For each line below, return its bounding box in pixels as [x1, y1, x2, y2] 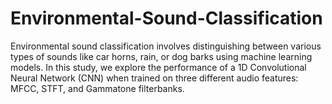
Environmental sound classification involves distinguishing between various [10, 40, 322, 52]
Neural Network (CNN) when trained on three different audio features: [10, 72, 299, 84]
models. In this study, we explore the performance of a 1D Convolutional [10, 61, 307, 73]
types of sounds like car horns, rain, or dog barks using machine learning [10, 50, 313, 62]
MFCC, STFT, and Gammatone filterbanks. [10, 82, 185, 94]
